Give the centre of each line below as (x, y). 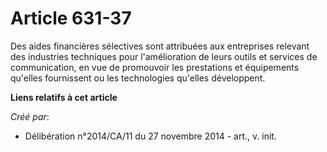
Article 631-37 (71, 18)
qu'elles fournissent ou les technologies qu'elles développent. (138, 78)
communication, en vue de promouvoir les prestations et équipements (155, 67)
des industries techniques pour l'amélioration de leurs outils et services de (164, 56)
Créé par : (30, 116)
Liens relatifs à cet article (64, 97)
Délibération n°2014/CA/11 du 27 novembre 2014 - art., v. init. (150, 136)
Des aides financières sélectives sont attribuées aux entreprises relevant (160, 46)
